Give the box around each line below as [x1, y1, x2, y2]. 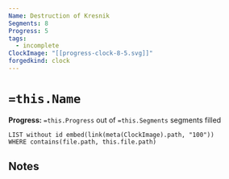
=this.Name [8, 92, 81, 107]
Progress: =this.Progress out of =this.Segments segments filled [8, 114, 222, 125]
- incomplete [15, 42, 60, 50]
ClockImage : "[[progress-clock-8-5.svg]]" [8, 49, 153, 57]
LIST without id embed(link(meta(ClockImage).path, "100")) [8, 131, 215, 139]
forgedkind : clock [8, 57, 70, 65]
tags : [8, 34, 27, 43]
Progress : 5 [8, 27, 48, 35]
